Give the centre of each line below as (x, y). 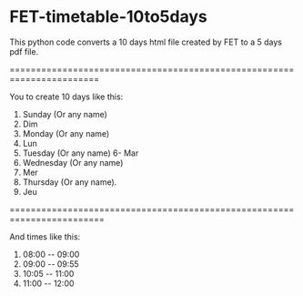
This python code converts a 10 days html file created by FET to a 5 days (146, 42)
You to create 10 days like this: (66, 97)
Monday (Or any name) (66, 133)
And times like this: (45, 236)
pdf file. (24, 51)
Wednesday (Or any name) (73, 162)
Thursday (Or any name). (70, 182)
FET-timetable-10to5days (108, 17)
